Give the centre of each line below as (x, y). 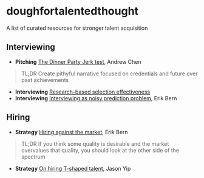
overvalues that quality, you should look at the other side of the (100, 150)
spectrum (33, 157)
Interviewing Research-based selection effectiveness (83, 92)
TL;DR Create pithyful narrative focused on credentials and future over (109, 74)
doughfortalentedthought (72, 11)
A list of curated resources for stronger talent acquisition (77, 28)
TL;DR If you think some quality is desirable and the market (95, 143)
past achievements (45, 80)
